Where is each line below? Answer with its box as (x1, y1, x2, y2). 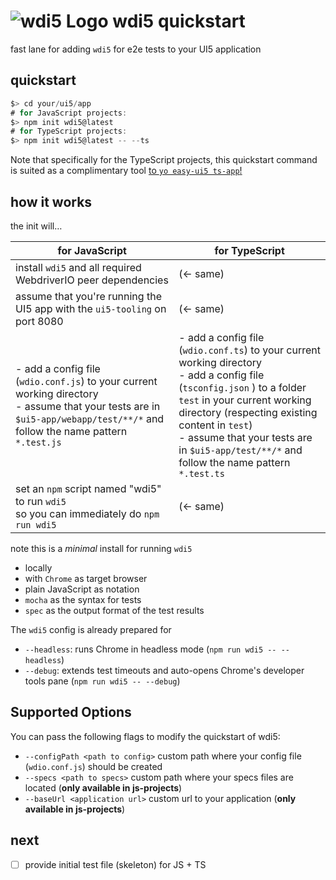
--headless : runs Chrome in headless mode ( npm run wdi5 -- (24, 643, 277, 655)
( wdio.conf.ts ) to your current (178, 343, 321, 357)
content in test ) (178, 418, 253, 432)
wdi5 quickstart (112, 10, 246, 33)
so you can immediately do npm (15, 506, 160, 520)
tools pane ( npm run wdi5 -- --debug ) (24, 675, 181, 687)
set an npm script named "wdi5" (15, 481, 162, 495)
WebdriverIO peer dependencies (15, 273, 169, 287)
